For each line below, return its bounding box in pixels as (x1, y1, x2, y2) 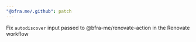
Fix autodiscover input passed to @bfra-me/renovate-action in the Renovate (6, 24, 190, 31)
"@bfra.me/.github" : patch (6, 8, 72, 14)
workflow (6, 30, 29, 37)
